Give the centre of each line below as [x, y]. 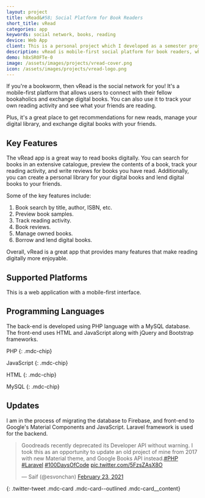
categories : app [27, 29]
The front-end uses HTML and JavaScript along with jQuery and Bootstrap [100, 332]
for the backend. [27, 433]
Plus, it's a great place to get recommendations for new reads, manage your [102, 117]
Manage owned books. [44, 233]
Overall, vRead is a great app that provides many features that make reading [102, 252]
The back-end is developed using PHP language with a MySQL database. [99, 326]
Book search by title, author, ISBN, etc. [64, 208]
